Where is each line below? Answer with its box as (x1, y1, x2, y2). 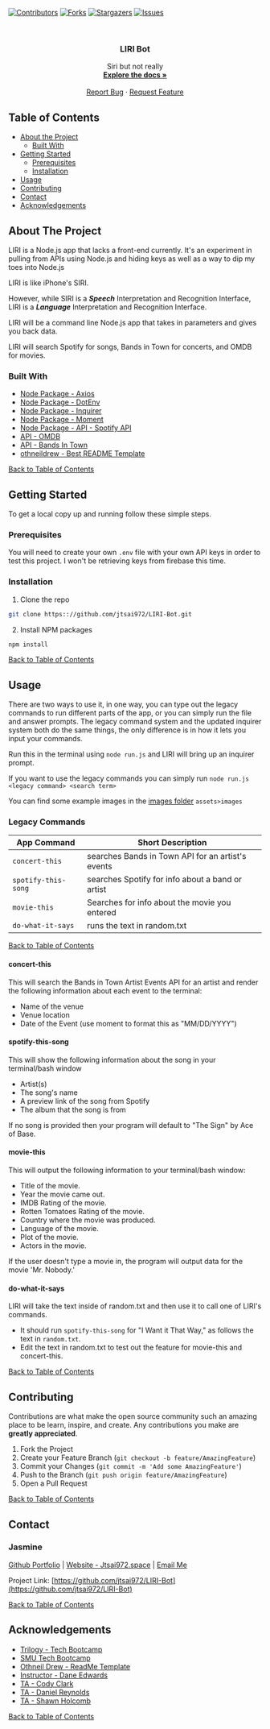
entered (87, 907, 117, 918)
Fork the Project (19, 1445, 74, 1454)
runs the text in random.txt (87, 920, 187, 931)
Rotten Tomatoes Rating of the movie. (19, 1207, 145, 1217)
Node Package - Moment (19, 415, 104, 425)
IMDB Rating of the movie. (19, 1198, 107, 1208)
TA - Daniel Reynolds (19, 1687, 90, 1697)
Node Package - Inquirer (19, 406, 102, 416)
